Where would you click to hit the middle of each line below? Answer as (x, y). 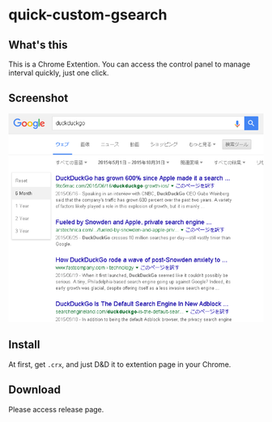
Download (34, 390)
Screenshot (38, 98)
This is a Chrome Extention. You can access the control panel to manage (130, 64)
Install (24, 345)
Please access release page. (56, 409)
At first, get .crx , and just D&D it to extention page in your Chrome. (120, 364)
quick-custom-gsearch (88, 15)
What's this (38, 45)
